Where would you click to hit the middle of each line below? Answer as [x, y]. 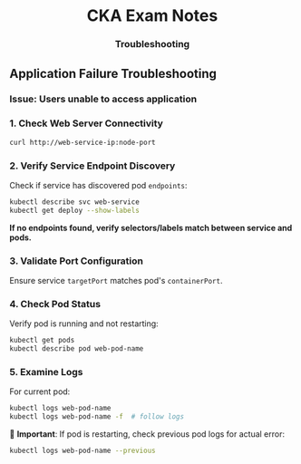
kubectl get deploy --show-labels [75, 210]
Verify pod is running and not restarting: [84, 324]
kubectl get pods [42, 341]
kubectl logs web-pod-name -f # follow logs [97, 417]
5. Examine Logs [46, 372]
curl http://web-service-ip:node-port [83, 142]
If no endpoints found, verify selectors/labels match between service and [151, 227]
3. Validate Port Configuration [76, 261]
